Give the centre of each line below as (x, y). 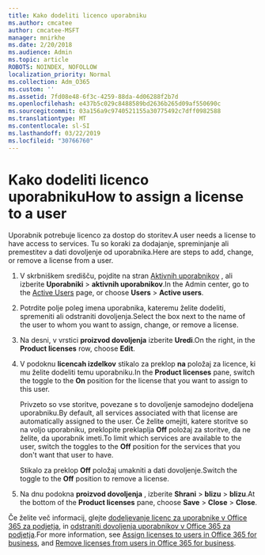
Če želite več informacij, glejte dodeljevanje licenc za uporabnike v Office (128, 518)
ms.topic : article (38, 60)
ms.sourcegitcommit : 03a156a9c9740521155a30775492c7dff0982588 (115, 112)
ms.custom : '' (32, 89)
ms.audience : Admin (40, 52)
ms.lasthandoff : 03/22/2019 (55, 133)
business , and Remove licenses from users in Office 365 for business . (122, 543)
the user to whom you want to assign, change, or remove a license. (129, 325)
